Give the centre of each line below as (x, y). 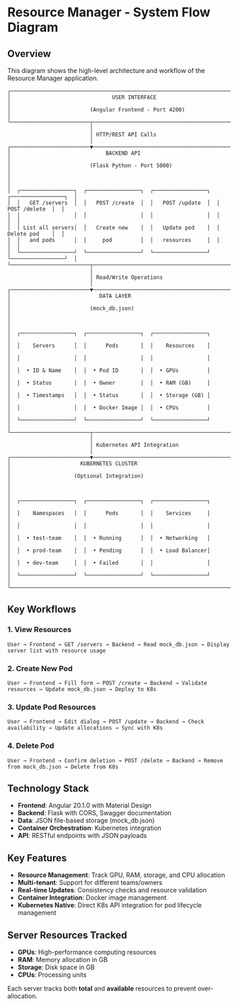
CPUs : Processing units (52, 975)
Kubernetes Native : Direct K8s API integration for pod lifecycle (109, 905)
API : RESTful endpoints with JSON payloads (82, 836)
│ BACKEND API (74, 153)
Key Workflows (42, 610)
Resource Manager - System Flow (109, 12)
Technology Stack (48, 788)
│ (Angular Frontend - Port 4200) (96, 110)
